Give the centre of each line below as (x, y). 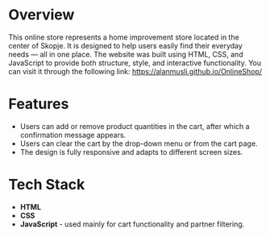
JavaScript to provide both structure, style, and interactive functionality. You (135, 63)
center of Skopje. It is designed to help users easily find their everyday (126, 45)
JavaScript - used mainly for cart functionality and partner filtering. (132, 224)
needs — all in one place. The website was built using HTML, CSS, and (126, 54)
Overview (42, 15)
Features (39, 104)
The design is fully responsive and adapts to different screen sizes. (131, 152)
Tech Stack (47, 185)
